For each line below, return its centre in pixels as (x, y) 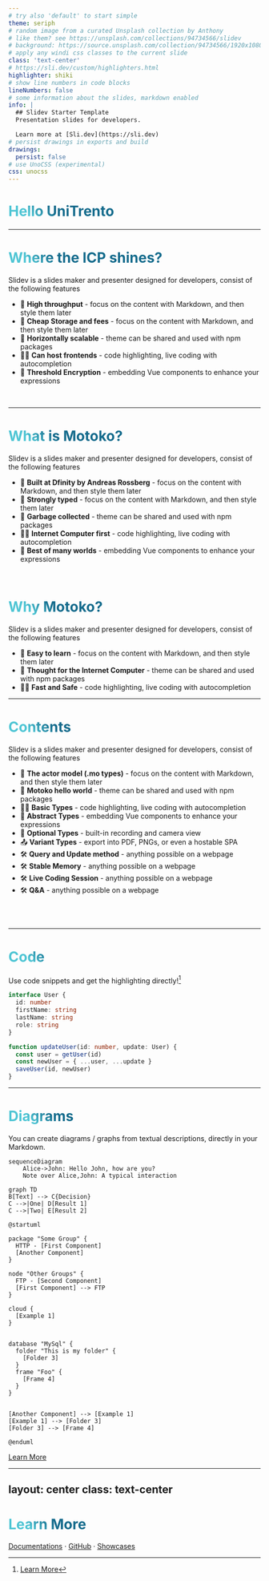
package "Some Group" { (48, 1239)
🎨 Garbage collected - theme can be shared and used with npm (126, 516)
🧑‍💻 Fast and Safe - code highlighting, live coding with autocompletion (135, 687)
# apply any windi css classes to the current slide (98, 53)
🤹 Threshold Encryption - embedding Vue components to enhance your (139, 372)
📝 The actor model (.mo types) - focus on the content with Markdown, (137, 773)
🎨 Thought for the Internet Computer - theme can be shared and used (137, 670)
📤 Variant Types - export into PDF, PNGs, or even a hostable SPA (129, 841)
